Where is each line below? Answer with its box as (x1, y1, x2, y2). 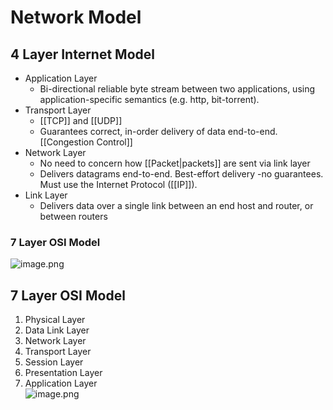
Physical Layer (24, 314, 86, 326)
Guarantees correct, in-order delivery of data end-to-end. (39, 126, 278, 137)
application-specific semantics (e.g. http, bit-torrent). (39, 94, 260, 105)
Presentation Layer (24, 367, 103, 379)
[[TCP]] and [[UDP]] (39, 115, 123, 126)
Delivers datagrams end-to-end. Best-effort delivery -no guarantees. (39, 168, 324, 180)
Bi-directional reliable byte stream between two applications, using (39, 83, 316, 95)
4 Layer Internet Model (10, 46, 155, 63)
